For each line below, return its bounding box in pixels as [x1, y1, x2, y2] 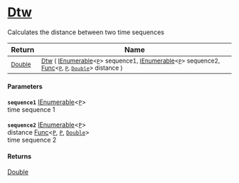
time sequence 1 [7, 105, 55, 114]
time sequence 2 [7, 136, 57, 145]
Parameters [7, 82, 43, 90]
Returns [7, 152, 32, 160]
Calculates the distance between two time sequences [7, 28, 165, 36]
